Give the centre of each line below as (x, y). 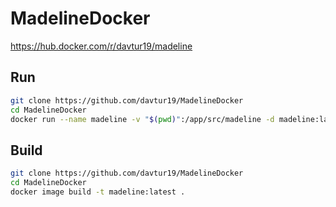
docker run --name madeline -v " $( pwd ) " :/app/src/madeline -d (142, 119)
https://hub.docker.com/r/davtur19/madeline (101, 46)
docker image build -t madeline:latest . (98, 192)
